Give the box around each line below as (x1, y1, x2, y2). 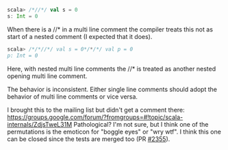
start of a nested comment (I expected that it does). (7, 32, 153, 40)
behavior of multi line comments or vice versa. (7, 92, 138, 101)
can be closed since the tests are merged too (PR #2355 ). (7, 134, 170, 143)
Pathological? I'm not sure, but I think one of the (73, 120, 209, 128)
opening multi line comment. (7, 72, 88, 80)
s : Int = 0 (7, 12, 38, 20)
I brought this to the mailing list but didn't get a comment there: (7, 105, 185, 114)
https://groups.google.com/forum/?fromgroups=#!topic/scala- (7, 113, 183, 121)
